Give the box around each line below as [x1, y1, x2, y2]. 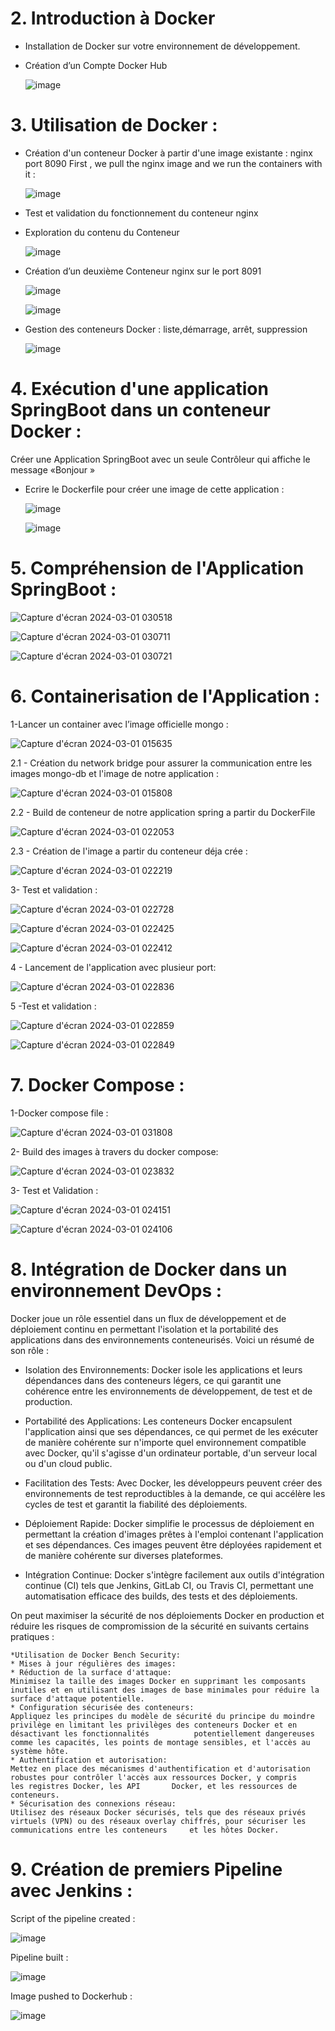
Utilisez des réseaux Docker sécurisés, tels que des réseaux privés [10, 1807, 307, 1817]
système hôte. [10, 1746, 70, 1756]
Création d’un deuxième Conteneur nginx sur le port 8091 [24, 265, 262, 277]
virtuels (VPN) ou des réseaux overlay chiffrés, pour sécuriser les [10, 1816, 307, 1826]
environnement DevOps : [10, 1279, 223, 1302]
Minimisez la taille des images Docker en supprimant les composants [10, 1676, 307, 1686]
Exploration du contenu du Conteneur [24, 226, 180, 238]
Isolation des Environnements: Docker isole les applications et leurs [24, 1363, 303, 1376]
